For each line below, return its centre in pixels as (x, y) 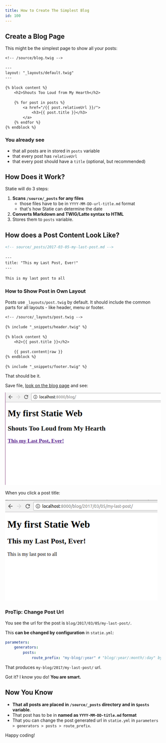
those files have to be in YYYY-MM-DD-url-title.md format (77, 204)
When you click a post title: (33, 493)
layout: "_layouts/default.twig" (40, 73)
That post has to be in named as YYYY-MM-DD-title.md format (74, 715)
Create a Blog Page (35, 36)
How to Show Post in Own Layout (45, 291)
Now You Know (29, 693)
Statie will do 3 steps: (27, 189)
